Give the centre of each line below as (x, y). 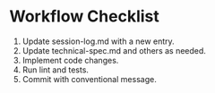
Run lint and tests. (56, 70)
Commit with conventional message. (89, 79)
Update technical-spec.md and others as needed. (114, 50)
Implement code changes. (70, 60)
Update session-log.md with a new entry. (98, 41)
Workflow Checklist (84, 17)
